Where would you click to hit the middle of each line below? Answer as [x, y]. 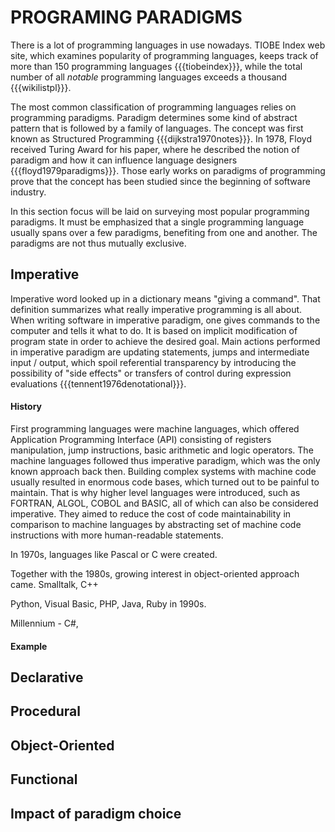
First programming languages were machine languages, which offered [155, 428]
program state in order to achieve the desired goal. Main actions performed [165, 341]
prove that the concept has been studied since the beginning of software [160, 181]
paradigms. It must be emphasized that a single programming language [157, 222]
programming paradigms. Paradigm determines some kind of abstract [154, 117]
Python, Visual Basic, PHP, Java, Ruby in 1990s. [108, 603]
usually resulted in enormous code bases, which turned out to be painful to [165, 482]
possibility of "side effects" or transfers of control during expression [151, 373]
